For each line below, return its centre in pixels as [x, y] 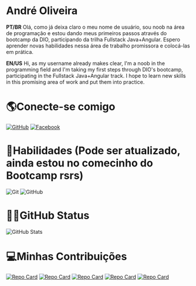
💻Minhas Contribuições [67, 256]
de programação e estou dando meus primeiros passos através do [87, 33]
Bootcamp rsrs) [45, 176]
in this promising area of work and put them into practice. [75, 82]
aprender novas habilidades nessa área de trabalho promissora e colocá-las [98, 46]
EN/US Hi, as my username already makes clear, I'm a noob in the [86, 63]
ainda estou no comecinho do [80, 163]
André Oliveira [42, 11]
